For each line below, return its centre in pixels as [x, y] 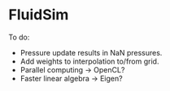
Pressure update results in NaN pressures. [91, 52]
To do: [19, 37]
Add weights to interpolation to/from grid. [89, 61]
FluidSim [39, 15]
